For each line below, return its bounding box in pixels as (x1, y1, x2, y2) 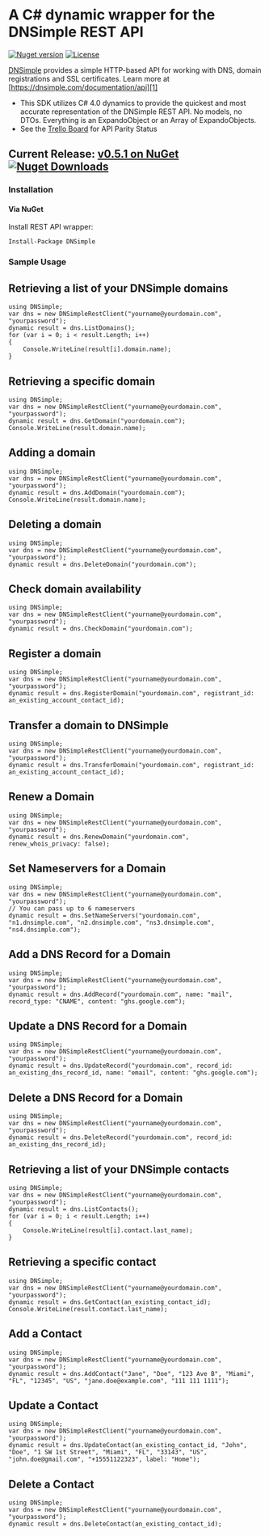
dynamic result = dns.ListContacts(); (8, 1205, 139, 1213)
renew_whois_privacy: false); (8, 839, 111, 848)
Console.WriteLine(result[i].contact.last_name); (23, 1226, 194, 1234)
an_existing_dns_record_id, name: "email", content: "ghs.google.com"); (8, 1069, 258, 1077)
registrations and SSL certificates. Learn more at (8, 74, 170, 83)
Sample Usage (8, 256, 67, 268)
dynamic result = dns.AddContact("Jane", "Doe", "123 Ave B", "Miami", (8, 1369, 254, 1378)
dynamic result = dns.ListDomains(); (8, 324, 136, 332)
